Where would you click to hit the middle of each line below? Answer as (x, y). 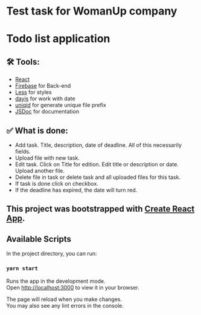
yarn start (22, 268)
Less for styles (33, 93)
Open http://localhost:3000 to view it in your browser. (73, 287)
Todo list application (58, 39)
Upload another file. (40, 171)
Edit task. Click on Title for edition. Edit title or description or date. (97, 164)
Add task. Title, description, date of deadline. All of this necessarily (98, 145)
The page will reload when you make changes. (64, 299)
